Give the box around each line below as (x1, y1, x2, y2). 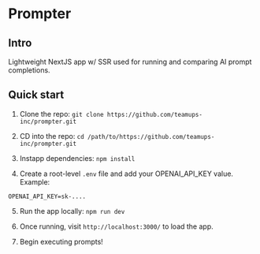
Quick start (8, 88, 65, 102)
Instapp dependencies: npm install (19, 153, 136, 162)
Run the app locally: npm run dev (19, 206, 125, 215)
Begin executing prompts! (19, 237, 104, 246)
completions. (8, 65, 50, 75)
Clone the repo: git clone (19, 109, 104, 118)
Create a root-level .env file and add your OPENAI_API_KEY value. (19, 169, 234, 178)
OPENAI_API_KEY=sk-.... (8, 192, 87, 200)
